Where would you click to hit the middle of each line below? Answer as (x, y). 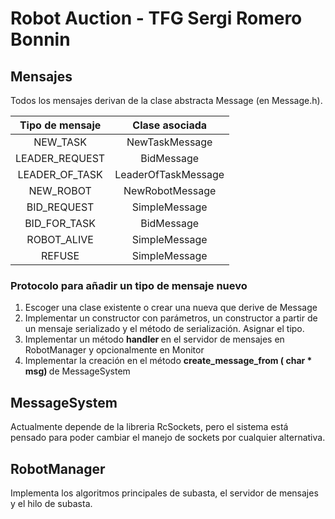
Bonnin (40, 39)
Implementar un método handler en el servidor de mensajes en (154, 339)
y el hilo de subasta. (51, 503)
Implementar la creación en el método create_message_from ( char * (168, 361)
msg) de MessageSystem (77, 371)
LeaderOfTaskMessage (169, 174)
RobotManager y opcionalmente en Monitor (114, 350)
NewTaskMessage (169, 142)
